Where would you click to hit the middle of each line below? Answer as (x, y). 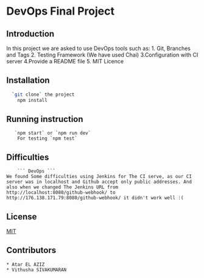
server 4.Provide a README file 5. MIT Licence (65, 61)
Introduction (30, 34)
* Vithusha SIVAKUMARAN (37, 269)
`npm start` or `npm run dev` (53, 133)
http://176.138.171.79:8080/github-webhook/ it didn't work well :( (95, 198)
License (22, 217)
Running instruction (45, 119)
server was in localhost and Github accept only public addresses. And (99, 182)
